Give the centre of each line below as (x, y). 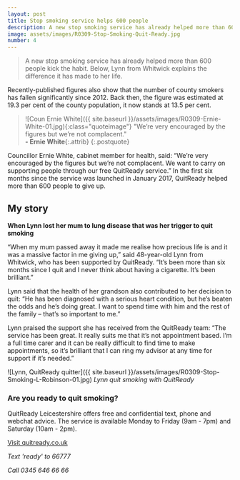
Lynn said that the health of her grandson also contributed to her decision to (119, 291)
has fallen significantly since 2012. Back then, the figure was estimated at (115, 98)
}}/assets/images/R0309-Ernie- (175, 119)
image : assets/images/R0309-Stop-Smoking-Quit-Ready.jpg (94, 34)
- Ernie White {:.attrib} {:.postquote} (77, 142)
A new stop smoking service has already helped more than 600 (118, 61)
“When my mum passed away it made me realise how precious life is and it (117, 246)
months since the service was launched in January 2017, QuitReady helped (117, 179)
